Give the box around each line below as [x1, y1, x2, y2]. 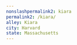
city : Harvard [6, 25, 41, 31]
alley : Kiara [6, 19, 38, 25]
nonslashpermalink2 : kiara [6, 8, 72, 15]
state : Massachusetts [6, 30, 59, 36]
